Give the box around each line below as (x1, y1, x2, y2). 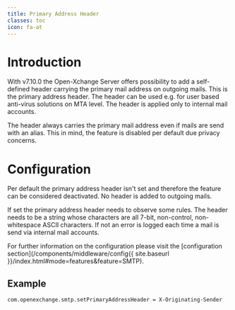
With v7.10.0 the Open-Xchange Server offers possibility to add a (7, 77, 195, 86)
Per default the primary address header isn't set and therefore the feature (7, 185, 222, 193)
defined (7, 85, 30, 93)
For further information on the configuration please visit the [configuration (7, 242, 222, 251)
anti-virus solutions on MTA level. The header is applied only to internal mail (7, 100, 228, 108)
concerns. (7, 136, 37, 145)
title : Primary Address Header (7, 10, 100, 18)
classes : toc (7, 17, 46, 24)
